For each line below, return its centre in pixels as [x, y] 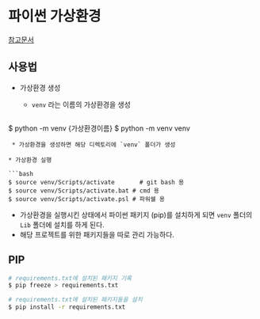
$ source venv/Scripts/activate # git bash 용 [96, 182]
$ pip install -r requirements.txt [67, 307]
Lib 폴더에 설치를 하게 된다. [62, 224]
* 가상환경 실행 [30, 160]
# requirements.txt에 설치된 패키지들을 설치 [75, 300]
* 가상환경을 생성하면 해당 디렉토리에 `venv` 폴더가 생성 [94, 144]
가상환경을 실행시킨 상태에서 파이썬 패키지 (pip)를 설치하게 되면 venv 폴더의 [136, 215]
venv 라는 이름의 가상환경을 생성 [81, 104]
